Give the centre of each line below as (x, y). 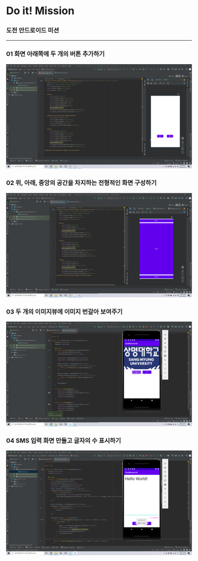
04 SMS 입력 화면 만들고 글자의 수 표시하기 (64, 440)
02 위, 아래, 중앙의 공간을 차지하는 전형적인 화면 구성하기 (82, 183)
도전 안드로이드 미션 (33, 31)
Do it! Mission (40, 11)
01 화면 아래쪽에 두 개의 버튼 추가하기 (55, 54)
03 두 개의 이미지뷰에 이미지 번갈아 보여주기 (64, 312)
